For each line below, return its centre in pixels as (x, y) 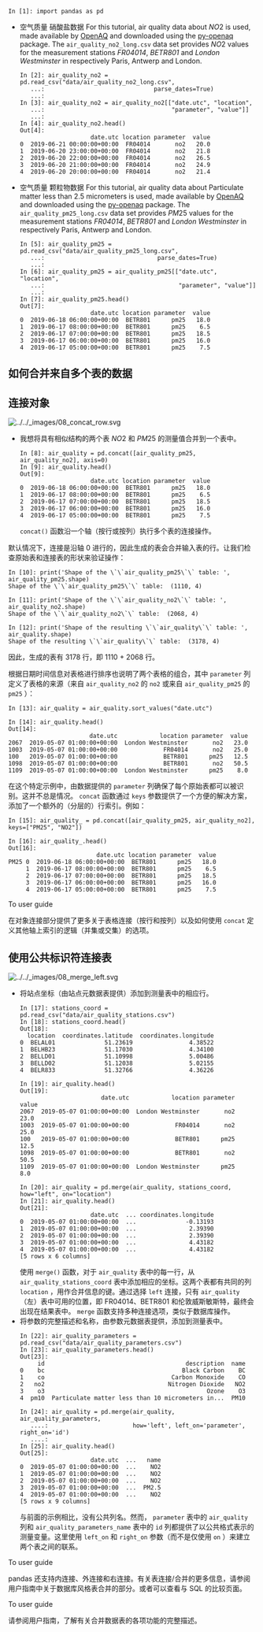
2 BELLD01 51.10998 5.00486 (117, 1057)
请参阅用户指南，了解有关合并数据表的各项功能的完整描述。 (105, 1621)
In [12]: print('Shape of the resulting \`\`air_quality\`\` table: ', (128, 628)
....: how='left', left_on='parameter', (138, 1426)
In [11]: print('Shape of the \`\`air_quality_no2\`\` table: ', (117, 600)
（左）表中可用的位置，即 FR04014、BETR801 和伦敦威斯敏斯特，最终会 (137, 1302)
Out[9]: (32, 474)
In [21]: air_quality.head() (67, 1201)
